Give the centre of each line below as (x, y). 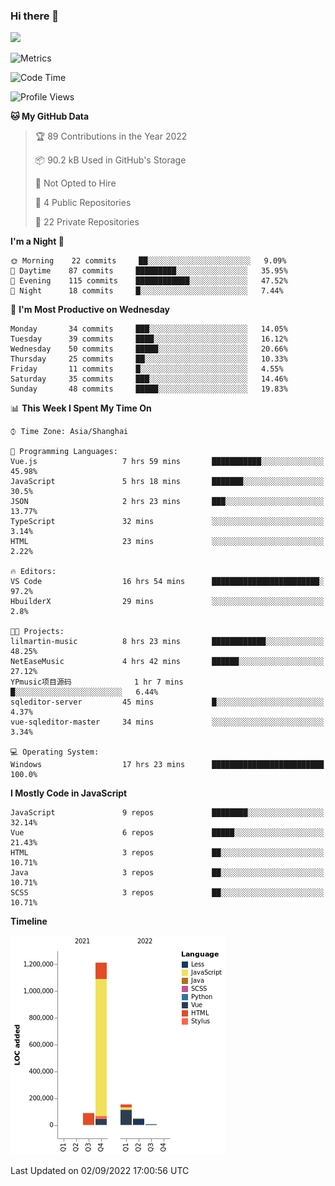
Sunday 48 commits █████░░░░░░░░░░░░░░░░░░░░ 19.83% (149, 389)
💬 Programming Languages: (64, 452)
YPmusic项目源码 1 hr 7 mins (97, 682)
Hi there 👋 (35, 16)
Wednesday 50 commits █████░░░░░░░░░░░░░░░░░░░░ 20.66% (149, 349)
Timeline (29, 921)
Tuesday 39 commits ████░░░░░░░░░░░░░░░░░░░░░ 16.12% (149, 339)
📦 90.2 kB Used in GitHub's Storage (110, 160)
